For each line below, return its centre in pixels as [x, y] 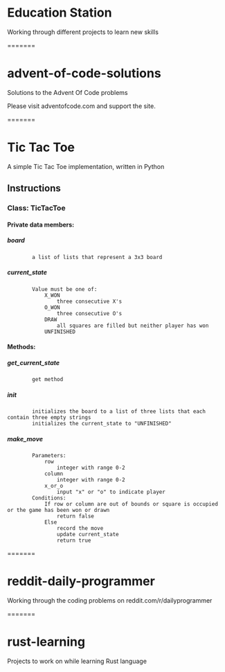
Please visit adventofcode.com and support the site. [81, 106]
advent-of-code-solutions [84, 73]
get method [48, 380]
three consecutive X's [89, 301]
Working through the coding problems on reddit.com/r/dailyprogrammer [110, 601]
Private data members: [41, 224]
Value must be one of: [65, 289]
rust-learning [46, 642]
